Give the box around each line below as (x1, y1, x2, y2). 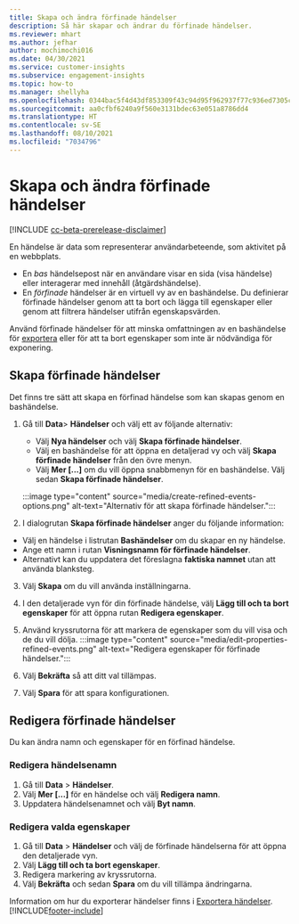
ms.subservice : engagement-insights (9, 71, 145, 80)
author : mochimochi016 (9, 46, 93, 55)
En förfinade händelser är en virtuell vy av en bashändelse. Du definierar (21, 287, 289, 298)
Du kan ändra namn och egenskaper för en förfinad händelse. (9, 737, 236, 748)
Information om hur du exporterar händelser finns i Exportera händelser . (9, 895, 273, 906)
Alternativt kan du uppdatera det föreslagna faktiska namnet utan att (21, 553, 276, 564)
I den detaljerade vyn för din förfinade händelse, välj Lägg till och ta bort (21, 598, 289, 609)
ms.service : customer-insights (9, 63, 125, 72)
